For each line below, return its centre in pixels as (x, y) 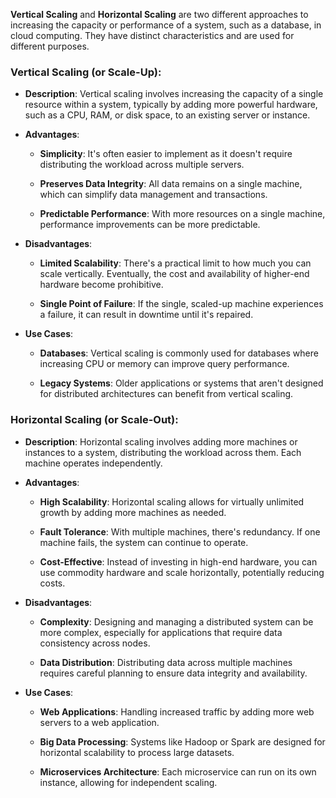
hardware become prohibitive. (101, 285)
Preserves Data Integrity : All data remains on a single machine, (171, 184)
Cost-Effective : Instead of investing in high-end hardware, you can (178, 561)
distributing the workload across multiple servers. (142, 165)
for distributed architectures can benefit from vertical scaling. (166, 394)
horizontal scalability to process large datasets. (137, 752)
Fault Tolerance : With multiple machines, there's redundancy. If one (180, 531)
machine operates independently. (93, 463)
